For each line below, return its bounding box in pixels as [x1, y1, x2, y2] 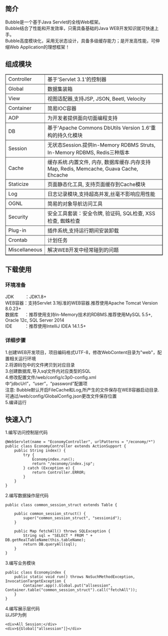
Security [8, 213, 28, 220]
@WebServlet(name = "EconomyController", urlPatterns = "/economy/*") [5, 439, 155, 444]
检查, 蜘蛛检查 [47, 217, 80, 224]
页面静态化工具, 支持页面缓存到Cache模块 [47, 180, 146, 187]
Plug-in [8, 226, 26, 233]
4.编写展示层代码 [5, 605, 40, 611]
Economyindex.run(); [31, 457, 75, 462]
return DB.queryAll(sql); [23, 542, 77, 547]
